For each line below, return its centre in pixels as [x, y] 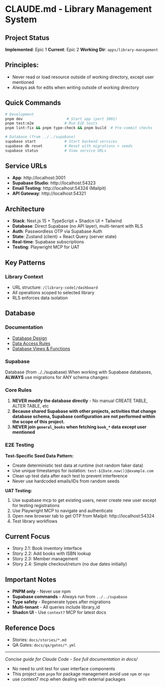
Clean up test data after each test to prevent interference [70, 476]
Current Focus [27, 536]
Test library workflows [35, 521]
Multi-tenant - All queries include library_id [56, 607]
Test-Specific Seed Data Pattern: [39, 456]
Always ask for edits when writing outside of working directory [75, 87]
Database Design [30, 338]
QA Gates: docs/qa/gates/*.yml [44, 645]
